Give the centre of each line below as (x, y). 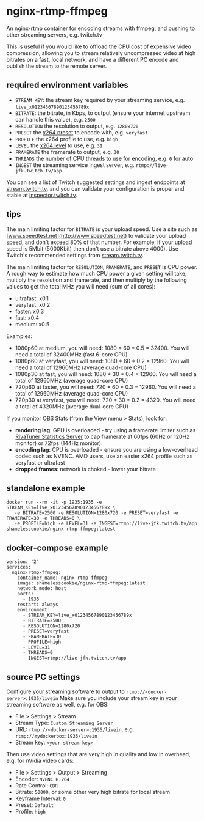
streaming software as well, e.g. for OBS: (58, 705)
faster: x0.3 (30, 311)
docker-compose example (57, 547)
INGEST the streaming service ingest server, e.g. (75, 165)
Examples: (19, 336)
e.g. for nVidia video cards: (40, 760)
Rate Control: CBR (36, 786)
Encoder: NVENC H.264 (42, 779)
